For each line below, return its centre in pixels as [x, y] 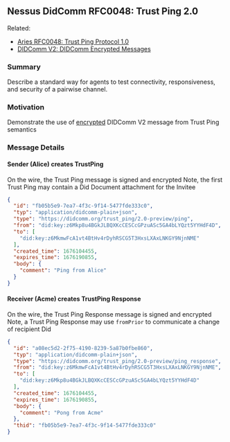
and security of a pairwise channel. [57, 89]
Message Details [36, 148]
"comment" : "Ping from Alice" [63, 271]
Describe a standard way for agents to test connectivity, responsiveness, [112, 82]
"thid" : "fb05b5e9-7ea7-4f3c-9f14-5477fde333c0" [85, 425]
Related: [19, 28]
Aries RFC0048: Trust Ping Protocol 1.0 [73, 42]
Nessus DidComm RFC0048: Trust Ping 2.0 [103, 11]
